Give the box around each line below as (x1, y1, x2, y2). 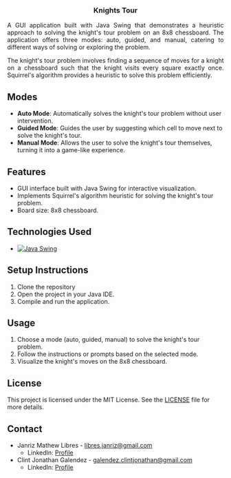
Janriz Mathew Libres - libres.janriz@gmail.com (16, 441, 153, 449)
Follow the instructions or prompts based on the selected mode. (16, 350, 199, 358)
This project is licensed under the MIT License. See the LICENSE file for (7, 395, 210, 404)
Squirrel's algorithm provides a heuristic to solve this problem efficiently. (7, 71, 212, 79)
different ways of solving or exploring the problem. (7, 43, 151, 52)
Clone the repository (16, 282, 76, 291)
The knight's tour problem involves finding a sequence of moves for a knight (7, 56, 224, 65)
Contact (7, 423, 43, 435)
